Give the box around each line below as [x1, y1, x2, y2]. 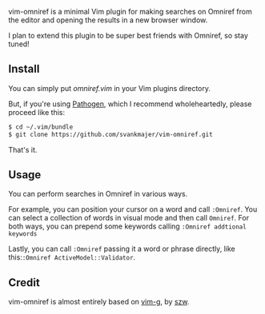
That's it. [8, 145, 38, 154]
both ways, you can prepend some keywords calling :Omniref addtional [8, 221, 247, 231]
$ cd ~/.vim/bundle [8, 123, 74, 131]
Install [8, 62, 40, 76]
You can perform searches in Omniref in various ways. [8, 189, 188, 199]
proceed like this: [8, 107, 66, 117]
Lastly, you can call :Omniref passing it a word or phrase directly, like [8, 244, 235, 254]
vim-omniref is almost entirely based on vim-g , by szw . [8, 297, 190, 307]
